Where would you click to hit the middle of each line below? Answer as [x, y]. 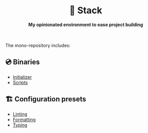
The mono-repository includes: [38, 45]
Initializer [22, 77]
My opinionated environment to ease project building [86, 25]
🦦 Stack [86, 10]
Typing [20, 125]
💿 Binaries [22, 62]
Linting [20, 114]
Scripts [20, 82]
